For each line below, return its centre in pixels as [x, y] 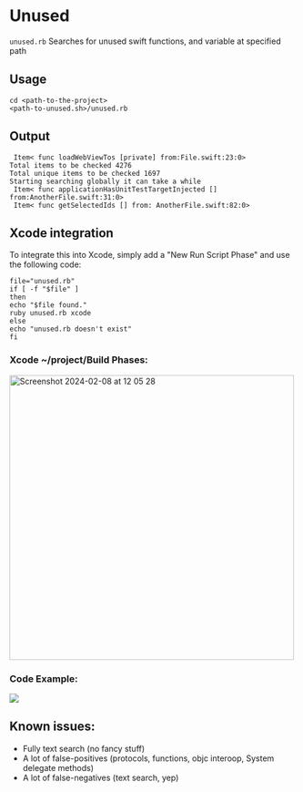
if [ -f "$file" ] [44, 289]
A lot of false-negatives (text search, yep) [101, 777]
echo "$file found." [49, 305]
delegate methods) [58, 767]
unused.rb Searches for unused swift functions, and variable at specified [145, 41]
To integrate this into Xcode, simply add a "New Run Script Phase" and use [150, 255]
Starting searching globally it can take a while [106, 181]
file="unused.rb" [42, 282]
